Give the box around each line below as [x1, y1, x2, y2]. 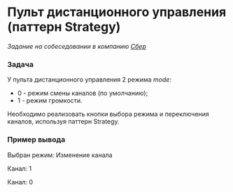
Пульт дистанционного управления [7, 4, 227, 20]
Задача [7, 59, 34, 69]
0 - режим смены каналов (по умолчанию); [17, 89, 148, 98]
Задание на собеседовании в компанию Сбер [7, 42, 147, 50]
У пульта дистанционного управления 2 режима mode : [7, 75, 171, 84]
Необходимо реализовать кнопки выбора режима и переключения [7, 110, 210, 119]
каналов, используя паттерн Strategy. [7, 117, 120, 126]
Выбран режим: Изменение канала [7, 151, 113, 159]
